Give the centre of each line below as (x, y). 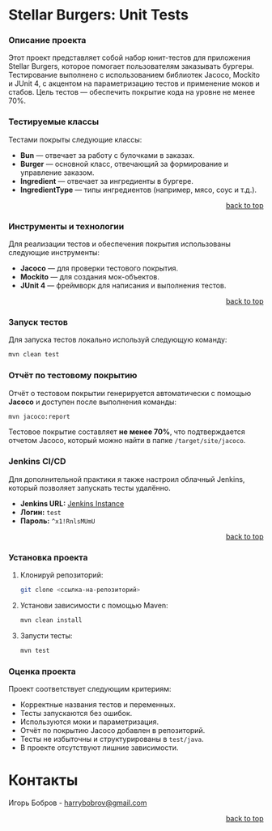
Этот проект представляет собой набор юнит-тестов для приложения (130, 58)
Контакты (43, 780)
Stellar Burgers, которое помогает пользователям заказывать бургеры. (132, 66)
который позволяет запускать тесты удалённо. (90, 488)
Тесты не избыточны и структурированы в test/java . (112, 739)
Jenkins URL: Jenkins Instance (72, 503)
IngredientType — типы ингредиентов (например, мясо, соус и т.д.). (138, 190)
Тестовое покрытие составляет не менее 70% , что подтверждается (127, 432)
